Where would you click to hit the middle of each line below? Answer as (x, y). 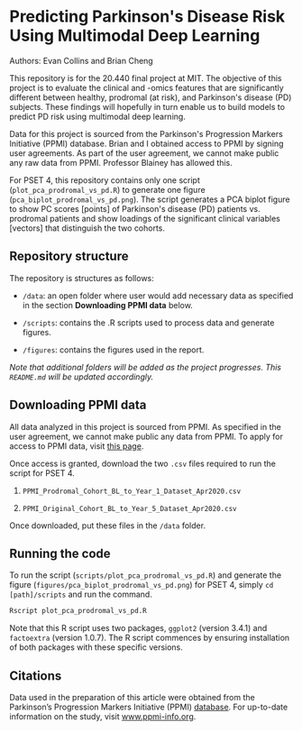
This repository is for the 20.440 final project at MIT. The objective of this (146, 78)
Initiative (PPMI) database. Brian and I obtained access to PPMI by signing (146, 143)
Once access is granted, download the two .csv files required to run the (143, 463)
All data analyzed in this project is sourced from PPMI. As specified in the (145, 426)
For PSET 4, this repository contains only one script (105, 180)
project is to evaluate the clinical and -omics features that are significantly (146, 87)
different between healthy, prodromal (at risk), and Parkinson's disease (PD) (151, 97)
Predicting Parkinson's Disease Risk (147, 17)
